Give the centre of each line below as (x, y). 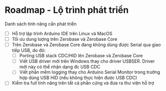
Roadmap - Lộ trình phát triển (67, 10)
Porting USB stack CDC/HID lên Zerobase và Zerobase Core (81, 56)
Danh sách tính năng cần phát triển (41, 24)
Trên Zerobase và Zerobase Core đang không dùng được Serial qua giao (86, 45)
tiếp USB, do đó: (29, 50)
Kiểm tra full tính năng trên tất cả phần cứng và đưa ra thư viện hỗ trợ (83, 83)
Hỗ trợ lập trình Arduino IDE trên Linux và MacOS (62, 33)
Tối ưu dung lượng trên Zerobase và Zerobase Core (65, 39)
